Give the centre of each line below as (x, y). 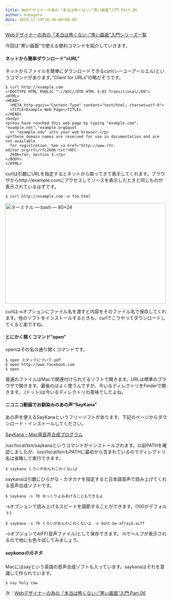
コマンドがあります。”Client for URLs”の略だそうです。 (66, 77)
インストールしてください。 (57, 423)
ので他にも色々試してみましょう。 (45, 540)
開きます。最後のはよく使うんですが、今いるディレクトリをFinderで (90, 385)
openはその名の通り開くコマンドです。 (46, 349)
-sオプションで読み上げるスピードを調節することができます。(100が (77, 506)
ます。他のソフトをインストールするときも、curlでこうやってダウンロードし (85, 318)
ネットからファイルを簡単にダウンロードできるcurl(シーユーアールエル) (80, 71)
